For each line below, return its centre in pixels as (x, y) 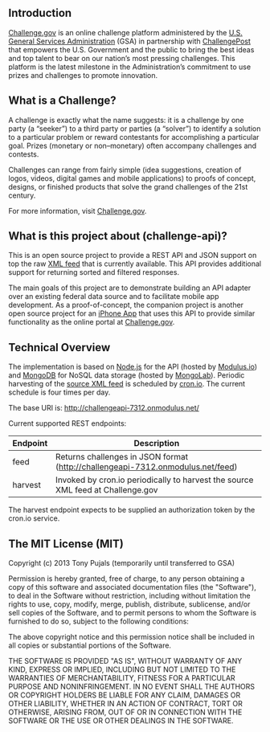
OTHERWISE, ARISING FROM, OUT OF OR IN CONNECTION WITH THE (125, 712)
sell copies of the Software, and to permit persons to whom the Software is (133, 613)
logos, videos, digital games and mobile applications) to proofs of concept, (132, 178)
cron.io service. (34, 518)
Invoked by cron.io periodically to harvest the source (154, 480)
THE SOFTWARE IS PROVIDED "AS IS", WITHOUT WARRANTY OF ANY (125, 661)
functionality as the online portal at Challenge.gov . (92, 322)
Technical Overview (59, 348)
